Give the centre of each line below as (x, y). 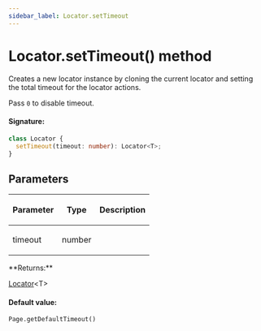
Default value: (33, 302)
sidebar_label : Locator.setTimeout (69, 16)
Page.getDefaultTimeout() (52, 320)
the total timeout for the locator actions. (75, 87)
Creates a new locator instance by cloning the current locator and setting (131, 79)
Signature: (26, 122)
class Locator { (36, 139)
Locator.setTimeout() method (110, 56)
